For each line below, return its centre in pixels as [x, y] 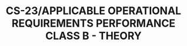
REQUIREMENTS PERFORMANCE [93, 23]
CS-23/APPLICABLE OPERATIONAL [93, 11]
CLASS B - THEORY [93, 36]
